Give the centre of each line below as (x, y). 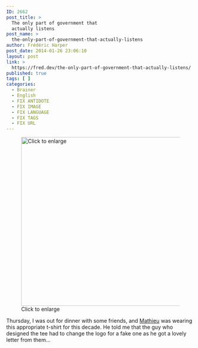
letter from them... (28, 340)
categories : (21, 85)
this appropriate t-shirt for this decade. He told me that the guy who (90, 327)
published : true (26, 73)
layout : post (22, 56)
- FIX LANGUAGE (31, 112)
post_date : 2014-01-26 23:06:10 (46, 51)
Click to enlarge (40, 309)
